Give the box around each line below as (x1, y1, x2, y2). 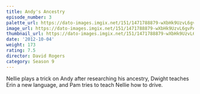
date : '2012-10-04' (6, 36, 55, 42)
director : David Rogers (6, 53, 65, 59)
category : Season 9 (6, 58, 55, 64)
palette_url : (6, 20, 39, 26)
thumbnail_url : (6, 31, 44, 37)
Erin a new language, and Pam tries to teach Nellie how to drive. (6, 81, 163, 88)
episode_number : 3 (6, 14, 52, 20)
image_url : (6, 25, 33, 32)
